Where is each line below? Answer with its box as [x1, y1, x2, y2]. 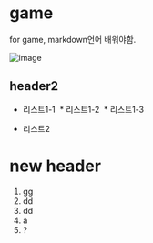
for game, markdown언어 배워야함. [9, 34, 137, 45]
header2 [9, 78, 59, 94]
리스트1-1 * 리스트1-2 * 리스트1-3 [22, 104, 145, 115]
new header [9, 156, 102, 176]
